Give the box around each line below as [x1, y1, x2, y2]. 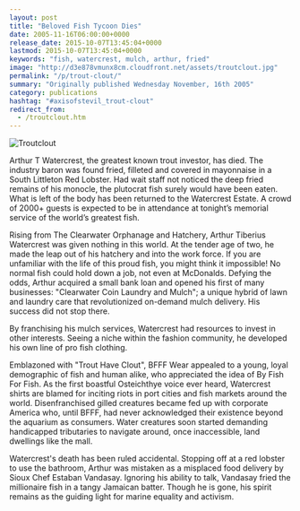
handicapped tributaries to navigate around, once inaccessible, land [9, 427, 261, 437]
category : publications [9, 88, 99, 97]
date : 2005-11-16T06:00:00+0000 [9, 30, 130, 39]
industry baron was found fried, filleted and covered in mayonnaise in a [9, 165, 272, 176]
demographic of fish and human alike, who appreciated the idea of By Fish [9, 369, 285, 380]
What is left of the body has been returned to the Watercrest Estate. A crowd [9, 194, 292, 204]
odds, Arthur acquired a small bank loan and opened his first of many [9, 277, 265, 288]
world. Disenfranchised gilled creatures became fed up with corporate [9, 398, 269, 409]
